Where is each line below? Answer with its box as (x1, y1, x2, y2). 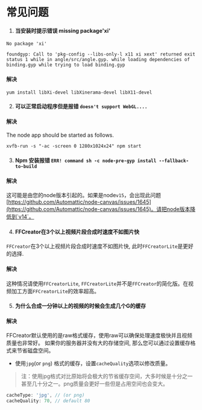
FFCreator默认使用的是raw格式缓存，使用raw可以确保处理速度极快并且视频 (6, 332, 193, 339)
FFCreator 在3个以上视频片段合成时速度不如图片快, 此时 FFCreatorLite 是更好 (6, 242, 194, 250)
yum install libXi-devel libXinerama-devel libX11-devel (6, 89, 153, 96)
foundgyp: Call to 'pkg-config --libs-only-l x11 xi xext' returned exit (6, 51, 196, 57)
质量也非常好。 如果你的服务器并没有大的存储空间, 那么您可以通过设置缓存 (6, 339, 191, 347)
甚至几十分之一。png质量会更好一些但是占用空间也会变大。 (21, 380, 169, 388)
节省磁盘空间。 (16, 347, 54, 354)
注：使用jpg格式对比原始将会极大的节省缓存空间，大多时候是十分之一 (21, 373, 193, 380)
